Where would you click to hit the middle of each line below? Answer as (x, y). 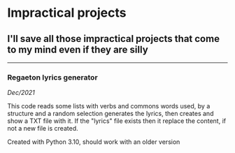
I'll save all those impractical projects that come (114, 39)
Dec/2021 (21, 93)
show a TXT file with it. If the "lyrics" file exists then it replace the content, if (116, 121)
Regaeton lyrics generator (52, 77)
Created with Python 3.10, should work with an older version (94, 142)
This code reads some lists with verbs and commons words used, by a (109, 106)
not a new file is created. (43, 129)
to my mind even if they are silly (78, 49)
